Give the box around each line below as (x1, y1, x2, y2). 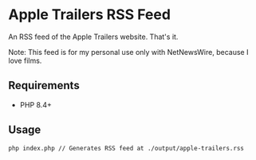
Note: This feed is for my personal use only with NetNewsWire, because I (8, 47, 249, 57)
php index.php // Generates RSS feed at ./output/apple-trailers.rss (8, 144, 245, 152)
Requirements (8, 79, 80, 92)
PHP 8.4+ (19, 100, 52, 109)
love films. (8, 56, 42, 65)
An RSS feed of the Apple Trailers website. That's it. (8, 32, 179, 41)
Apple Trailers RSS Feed (8, 6, 171, 24)
